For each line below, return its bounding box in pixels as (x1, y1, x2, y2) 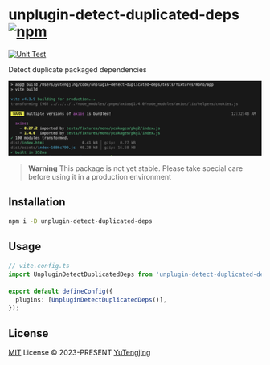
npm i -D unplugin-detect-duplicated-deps (8, 217, 153, 225)
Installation (8, 195, 66, 209)
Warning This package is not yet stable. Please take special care (27, 163, 243, 173)
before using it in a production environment (27, 172, 171, 181)
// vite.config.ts (8, 262, 70, 270)
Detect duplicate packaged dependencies (8, 64, 147, 74)
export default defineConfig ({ (8, 287, 113, 295)
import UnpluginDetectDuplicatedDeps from (8, 270, 153, 278)
